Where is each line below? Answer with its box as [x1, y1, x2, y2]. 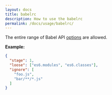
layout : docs [5, 7, 32, 12]
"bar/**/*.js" [14, 76, 43, 81]
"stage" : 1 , [9, 58, 35, 63]
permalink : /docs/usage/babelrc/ [5, 21, 74, 26]
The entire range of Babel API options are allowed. [5, 34, 108, 40]
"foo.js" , [14, 72, 35, 77]
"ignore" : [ [9, 67, 35, 72]
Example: [5, 44, 25, 50]
